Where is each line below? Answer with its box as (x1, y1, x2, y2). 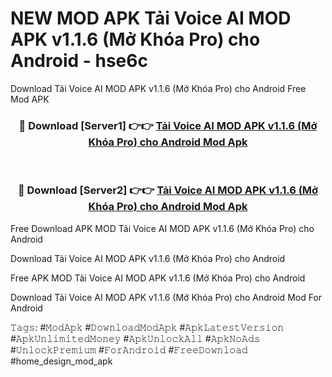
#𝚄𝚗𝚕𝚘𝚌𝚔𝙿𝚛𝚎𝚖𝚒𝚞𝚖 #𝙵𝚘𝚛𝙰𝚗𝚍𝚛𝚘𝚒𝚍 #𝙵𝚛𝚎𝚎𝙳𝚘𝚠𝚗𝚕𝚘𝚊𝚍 (10, 343, 248, 356)
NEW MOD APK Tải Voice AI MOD (10, 7, 292, 30)
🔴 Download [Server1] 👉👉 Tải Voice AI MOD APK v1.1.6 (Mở (18, 118, 318, 132)
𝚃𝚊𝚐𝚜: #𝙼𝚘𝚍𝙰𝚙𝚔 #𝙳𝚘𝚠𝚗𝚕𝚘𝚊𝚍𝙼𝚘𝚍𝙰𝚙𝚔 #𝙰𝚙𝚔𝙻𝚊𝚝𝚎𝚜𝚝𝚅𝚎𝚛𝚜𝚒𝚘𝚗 (10, 321, 285, 333)
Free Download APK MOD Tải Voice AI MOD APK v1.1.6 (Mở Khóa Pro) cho (10, 222, 315, 234)
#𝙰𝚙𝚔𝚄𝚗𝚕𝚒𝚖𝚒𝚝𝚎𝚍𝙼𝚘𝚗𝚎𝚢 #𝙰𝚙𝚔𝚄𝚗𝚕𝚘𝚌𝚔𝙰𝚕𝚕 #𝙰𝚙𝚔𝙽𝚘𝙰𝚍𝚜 (10, 332, 261, 344)
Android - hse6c (10, 50, 148, 72)
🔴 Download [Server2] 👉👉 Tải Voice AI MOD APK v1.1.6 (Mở (17, 183, 319, 197)
